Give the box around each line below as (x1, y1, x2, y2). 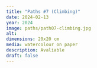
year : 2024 (6, 20, 33, 25)
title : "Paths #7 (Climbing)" (6, 8, 81, 15)
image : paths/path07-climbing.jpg (6, 25, 92, 31)
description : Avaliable (6, 47, 65, 53)
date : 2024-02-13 (6, 14, 49, 20)
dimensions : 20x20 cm (6, 36, 60, 42)
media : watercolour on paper (6, 42, 78, 48)
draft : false (6, 53, 38, 59)
